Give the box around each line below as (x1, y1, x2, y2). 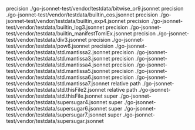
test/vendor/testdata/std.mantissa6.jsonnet (6, 74, 110, 81)
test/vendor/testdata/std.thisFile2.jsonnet (6, 86, 106, 93)
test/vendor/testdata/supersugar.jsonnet (6, 118, 104, 124)
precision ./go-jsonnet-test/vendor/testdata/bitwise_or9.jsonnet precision (6, 5, 184, 12)
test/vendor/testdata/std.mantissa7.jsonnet (6, 80, 110, 87)
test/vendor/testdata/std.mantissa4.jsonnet (6, 61, 110, 68)
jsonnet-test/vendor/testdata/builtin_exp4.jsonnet (6, 18, 126, 24)
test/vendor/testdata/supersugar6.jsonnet (6, 105, 107, 112)
